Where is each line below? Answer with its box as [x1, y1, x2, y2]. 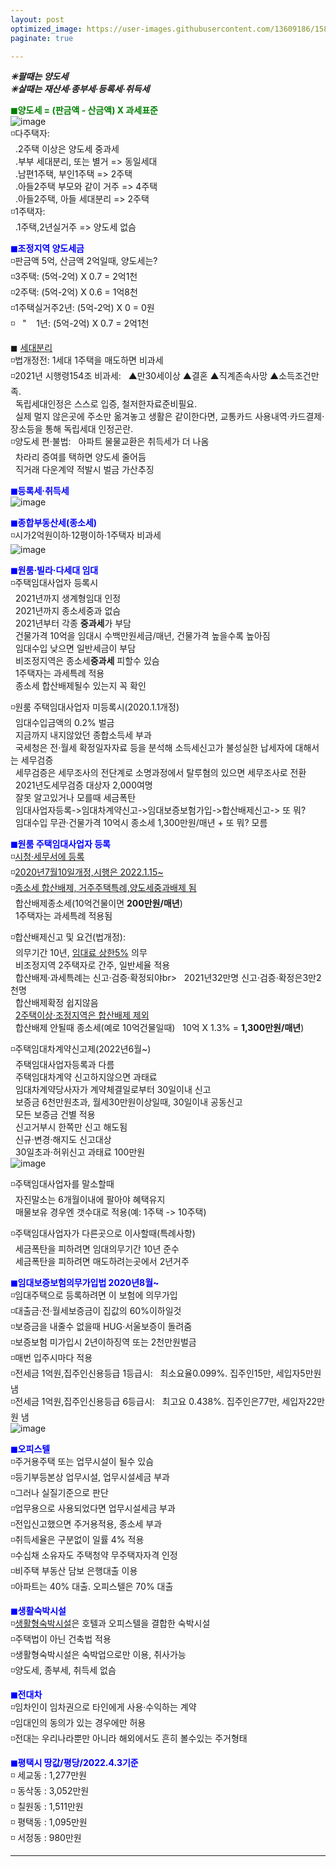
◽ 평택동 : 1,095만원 [10, 1816, 88, 1828]
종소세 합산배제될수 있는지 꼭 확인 [14, 680, 147, 692]
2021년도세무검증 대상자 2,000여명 [14, 779, 153, 791]
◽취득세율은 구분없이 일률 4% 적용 [10, 1534, 145, 1546]
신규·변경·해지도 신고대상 [14, 1134, 112, 1146]
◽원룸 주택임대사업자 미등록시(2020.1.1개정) [10, 701, 180, 713]
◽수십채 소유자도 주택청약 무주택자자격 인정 [10, 1549, 178, 1561]
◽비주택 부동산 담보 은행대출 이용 [10, 1565, 138, 1577]
